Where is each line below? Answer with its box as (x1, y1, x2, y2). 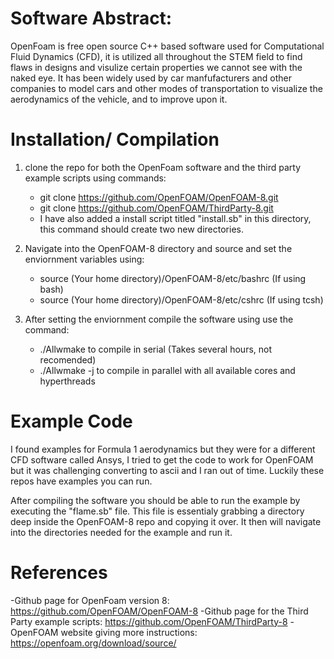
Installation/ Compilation (10, 128, 220, 151)
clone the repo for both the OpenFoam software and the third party (24, 161, 302, 173)
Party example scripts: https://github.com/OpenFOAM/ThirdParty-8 (10, 615, 288, 627)
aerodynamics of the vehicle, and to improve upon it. (10, 93, 228, 105)
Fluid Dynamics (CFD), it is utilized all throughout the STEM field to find (10, 50, 303, 62)
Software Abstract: (10, 7, 173, 30)
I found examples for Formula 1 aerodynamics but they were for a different (10, 443, 316, 455)
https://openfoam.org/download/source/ (10, 637, 177, 649)
